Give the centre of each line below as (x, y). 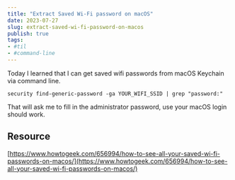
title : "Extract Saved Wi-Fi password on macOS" (80, 14)
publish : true (28, 34)
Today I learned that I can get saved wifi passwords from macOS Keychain (116, 73)
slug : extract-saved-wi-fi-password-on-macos (75, 27)
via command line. (34, 80)
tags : (15, 40)
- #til (17, 47)
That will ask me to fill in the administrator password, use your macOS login (117, 107)
